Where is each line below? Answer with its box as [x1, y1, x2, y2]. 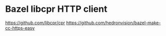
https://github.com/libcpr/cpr [5, 20, 65, 26]
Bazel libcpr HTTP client [5, 3, 108, 15]
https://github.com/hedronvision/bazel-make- [66, 20, 161, 26]
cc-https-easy [5, 25, 35, 31]
